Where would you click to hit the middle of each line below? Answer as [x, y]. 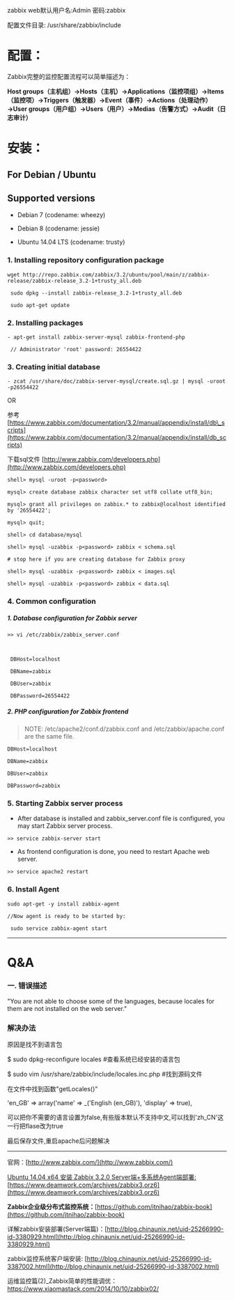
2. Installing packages [45, 323]
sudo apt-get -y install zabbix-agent [63, 904]
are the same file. [49, 737]
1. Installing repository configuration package [86, 260]
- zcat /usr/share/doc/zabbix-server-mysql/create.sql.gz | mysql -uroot [117, 382]
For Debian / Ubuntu [52, 174]
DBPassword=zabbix [34, 786]
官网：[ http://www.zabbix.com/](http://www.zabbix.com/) [90, 1162]
